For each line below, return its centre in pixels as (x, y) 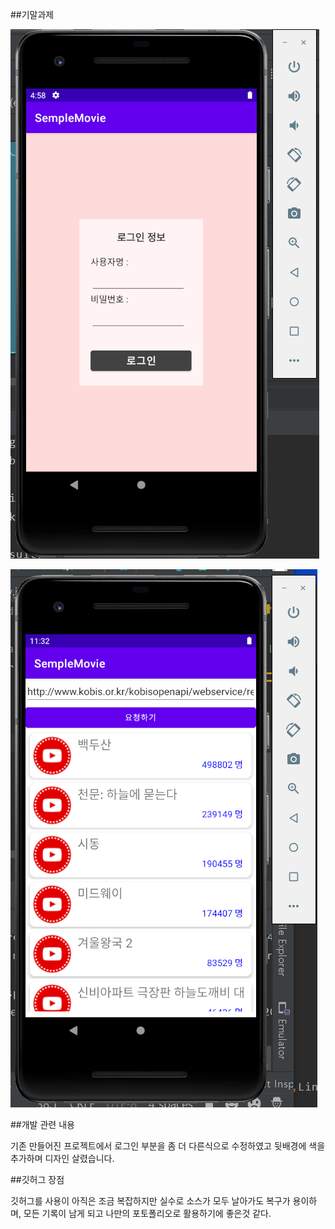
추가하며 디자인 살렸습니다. (62, 1158)
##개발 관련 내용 (42, 1124)
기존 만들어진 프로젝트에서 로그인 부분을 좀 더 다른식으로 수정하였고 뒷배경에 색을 (168, 1146)
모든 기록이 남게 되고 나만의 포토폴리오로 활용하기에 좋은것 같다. (147, 1213)
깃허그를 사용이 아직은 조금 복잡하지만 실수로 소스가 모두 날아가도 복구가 (150, 1201)
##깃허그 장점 (37, 1179)
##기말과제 (32, 14)
